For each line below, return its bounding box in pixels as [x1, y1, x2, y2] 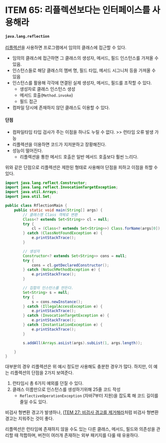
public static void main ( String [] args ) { [14, 208, 103, 213]
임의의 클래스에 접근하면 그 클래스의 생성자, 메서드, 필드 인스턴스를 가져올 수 [12, 55, 159, 61]
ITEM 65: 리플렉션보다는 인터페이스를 [5, 4, 151, 16]
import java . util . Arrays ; [5, 189, 58, 195]
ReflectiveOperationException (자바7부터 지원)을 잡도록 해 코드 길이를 [19, 392, 159, 399]
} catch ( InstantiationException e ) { [23, 323, 103, 328]
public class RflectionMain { [5, 203, 68, 208]
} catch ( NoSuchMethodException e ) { [23, 267, 100, 273]
